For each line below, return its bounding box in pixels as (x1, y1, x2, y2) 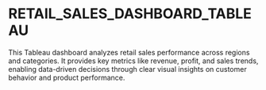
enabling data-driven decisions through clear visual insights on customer (8, 64, 248, 73)
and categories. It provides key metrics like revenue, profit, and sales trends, (8, 56, 259, 66)
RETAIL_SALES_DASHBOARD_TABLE (8, 5, 253, 23)
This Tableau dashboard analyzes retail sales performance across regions (8, 47, 250, 57)
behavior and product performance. (8, 73, 125, 82)
